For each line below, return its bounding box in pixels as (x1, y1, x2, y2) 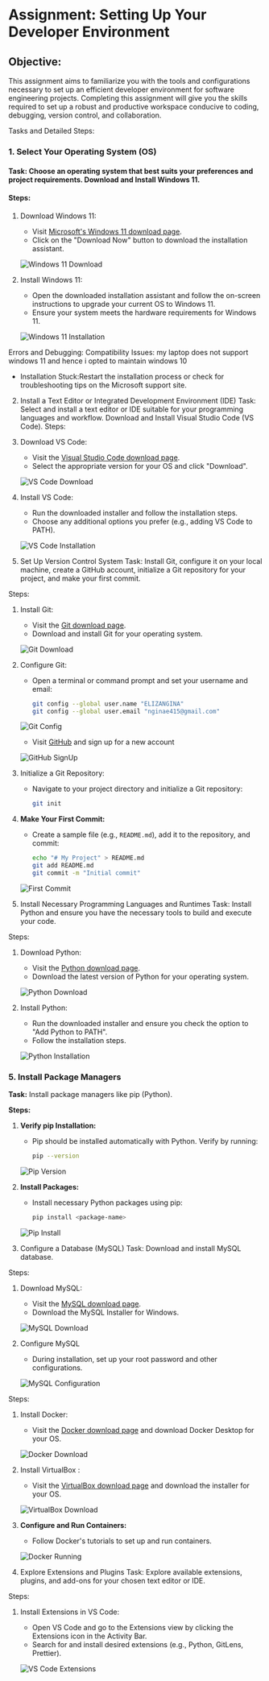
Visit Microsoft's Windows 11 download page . (31, 226, 183, 236)
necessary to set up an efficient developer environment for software (8, 85, 235, 94)
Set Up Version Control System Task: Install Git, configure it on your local (19, 556, 263, 565)
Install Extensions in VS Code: (19, 1607, 119, 1617)
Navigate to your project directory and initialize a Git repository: (31, 784, 243, 794)
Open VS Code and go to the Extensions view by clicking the (31, 1623, 234, 1633)
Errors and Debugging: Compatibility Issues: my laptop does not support (8, 347, 249, 357)
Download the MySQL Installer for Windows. (31, 1307, 180, 1318)
